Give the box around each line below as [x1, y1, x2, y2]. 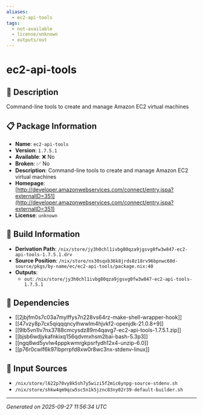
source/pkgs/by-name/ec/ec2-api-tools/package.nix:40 [14, 263, 153, 269]
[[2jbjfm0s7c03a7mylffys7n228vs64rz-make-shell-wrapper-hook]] [14, 314, 182, 321]
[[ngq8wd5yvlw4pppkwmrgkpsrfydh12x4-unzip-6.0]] [14, 339, 149, 347]
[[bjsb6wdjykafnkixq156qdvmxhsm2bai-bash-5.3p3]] [14, 333, 148, 340]
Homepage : [14, 179, 45, 187]
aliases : [6, 8, 28, 15]
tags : [6, 20, 20, 26]
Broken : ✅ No [14, 159, 50, 167]
